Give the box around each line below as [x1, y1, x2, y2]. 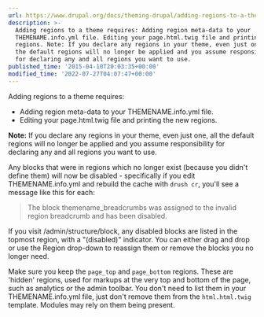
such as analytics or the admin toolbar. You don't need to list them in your [8, 283, 247, 293]
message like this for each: [8, 187, 96, 197]
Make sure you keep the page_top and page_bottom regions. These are [8, 267, 233, 276]
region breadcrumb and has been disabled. [27, 211, 167, 220]
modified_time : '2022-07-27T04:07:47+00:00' [8, 70, 156, 78]
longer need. [8, 251, 49, 260]
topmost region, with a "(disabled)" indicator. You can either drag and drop [8, 234, 250, 244]
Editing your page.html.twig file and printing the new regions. [19, 115, 218, 124]
